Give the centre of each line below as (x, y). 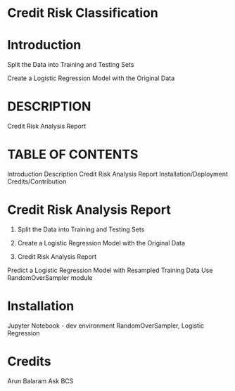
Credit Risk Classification (83, 13)
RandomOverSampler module (50, 277)
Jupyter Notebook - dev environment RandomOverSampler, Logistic (106, 326)
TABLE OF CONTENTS (73, 154)
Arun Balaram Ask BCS (40, 380)
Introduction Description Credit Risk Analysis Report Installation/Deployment (118, 174)
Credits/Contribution (37, 181)
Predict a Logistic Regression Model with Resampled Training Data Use (110, 270)
